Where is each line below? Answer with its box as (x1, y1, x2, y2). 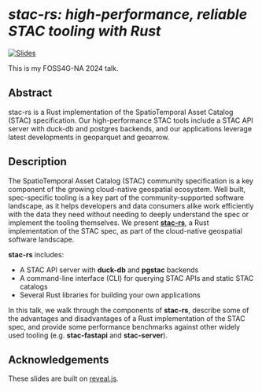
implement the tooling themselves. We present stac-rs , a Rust (8, 218, 210, 227)
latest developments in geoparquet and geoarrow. (8, 132, 170, 142)
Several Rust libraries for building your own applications (19, 290, 201, 300)
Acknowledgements (8, 352, 109, 367)
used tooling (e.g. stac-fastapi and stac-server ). (8, 330, 168, 340)
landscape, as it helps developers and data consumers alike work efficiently (8, 201, 254, 210)
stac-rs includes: (8, 249, 65, 259)
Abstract (8, 87, 53, 100)
